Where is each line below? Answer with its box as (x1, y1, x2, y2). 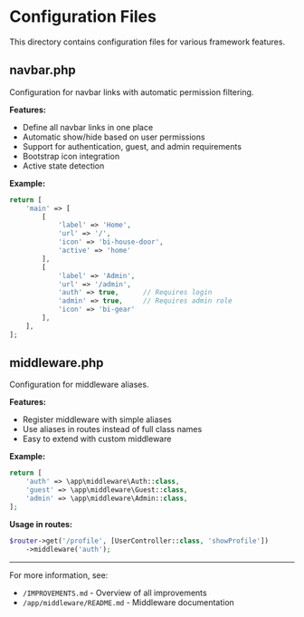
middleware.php (9, 355, 104, 371)
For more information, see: (9, 569, 109, 581)
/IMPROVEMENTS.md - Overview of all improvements (22, 587, 207, 598)
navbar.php (9, 63, 76, 78)
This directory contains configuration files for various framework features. (9, 36, 286, 47)
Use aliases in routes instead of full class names (22, 424, 203, 435)
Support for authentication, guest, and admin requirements (22, 140, 242, 151)
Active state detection (22, 160, 105, 171)
